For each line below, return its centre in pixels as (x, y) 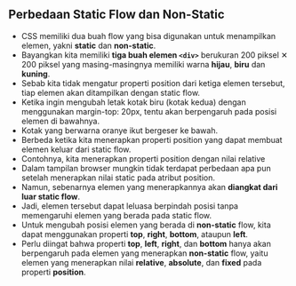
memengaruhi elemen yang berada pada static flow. (116, 215)
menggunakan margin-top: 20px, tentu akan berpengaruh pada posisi (149, 111)
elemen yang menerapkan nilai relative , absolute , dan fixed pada (141, 262)
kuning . (36, 74)
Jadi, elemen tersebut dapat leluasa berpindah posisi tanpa (130, 206)
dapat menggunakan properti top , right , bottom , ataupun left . (134, 234)
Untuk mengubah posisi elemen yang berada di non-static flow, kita (146, 225)
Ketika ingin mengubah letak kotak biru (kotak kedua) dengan (133, 102)
